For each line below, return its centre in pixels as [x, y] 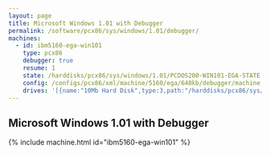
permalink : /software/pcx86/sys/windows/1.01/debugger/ [104, 31]
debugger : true [48, 61]
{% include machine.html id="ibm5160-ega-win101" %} [100, 142]
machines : [25, 38]
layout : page [30, 16]
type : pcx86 [43, 53]
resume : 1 [39, 68]
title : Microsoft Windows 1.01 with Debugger [86, 23]
